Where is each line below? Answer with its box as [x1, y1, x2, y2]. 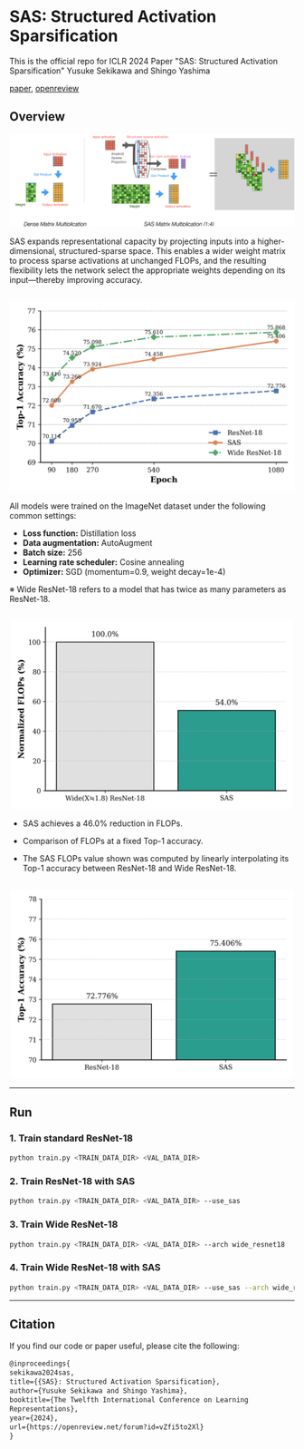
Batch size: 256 [22, 547, 83, 558]
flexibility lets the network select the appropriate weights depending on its [9, 265, 286, 276]
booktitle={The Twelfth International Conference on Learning [9, 1396, 249, 1405]
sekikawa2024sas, [9, 1368, 75, 1377]
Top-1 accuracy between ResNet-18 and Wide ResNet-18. [22, 863, 237, 874]
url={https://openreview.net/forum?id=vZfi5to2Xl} [9, 1423, 204, 1432]
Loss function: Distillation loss [22, 528, 138, 539]
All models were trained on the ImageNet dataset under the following [9, 501, 266, 511]
